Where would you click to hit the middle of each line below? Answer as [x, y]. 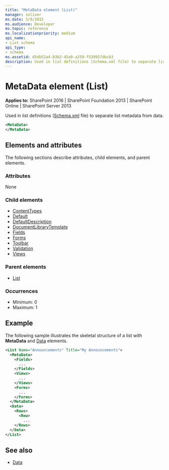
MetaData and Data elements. [36, 341]
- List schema [20, 43]
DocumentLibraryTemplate [40, 227]
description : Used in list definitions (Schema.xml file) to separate [81, 62]
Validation [23, 248]
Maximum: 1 [25, 307]
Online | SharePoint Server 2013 [38, 106]
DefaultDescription [32, 222]
